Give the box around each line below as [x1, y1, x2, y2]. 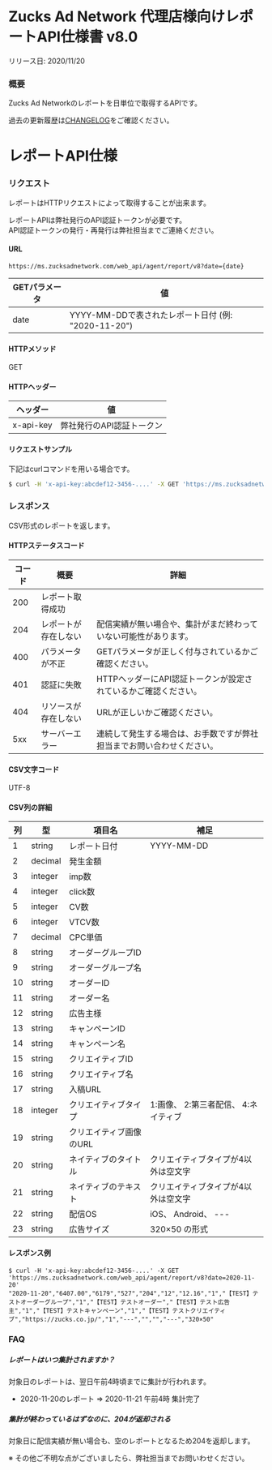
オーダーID [68, 978, 110, 989]
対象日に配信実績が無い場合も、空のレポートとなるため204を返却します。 [8, 1436, 255, 1446]
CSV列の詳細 [8, 802, 53, 812]
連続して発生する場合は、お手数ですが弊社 [96, 727, 259, 739]
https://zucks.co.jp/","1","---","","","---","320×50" [25, 1315, 215, 1323]
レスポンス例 [8, 1248, 51, 1258]
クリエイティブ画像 [68, 1126, 142, 1138]
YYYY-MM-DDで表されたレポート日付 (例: [69, 309, 233, 320]
